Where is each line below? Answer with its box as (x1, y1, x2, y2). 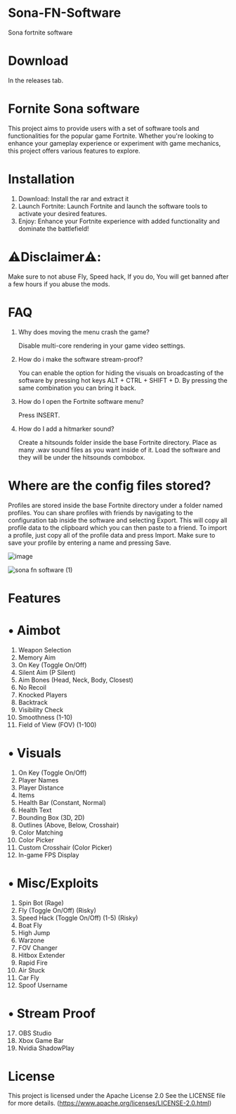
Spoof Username (18, 980, 68, 989)
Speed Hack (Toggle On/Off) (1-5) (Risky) (18, 913, 138, 922)
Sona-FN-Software (8, 5, 122, 21)
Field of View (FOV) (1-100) (18, 720, 97, 729)
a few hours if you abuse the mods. (8, 279, 110, 288)
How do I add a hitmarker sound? (18, 424, 114, 433)
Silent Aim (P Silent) (18, 668, 76, 676)
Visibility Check (18, 705, 64, 714)
